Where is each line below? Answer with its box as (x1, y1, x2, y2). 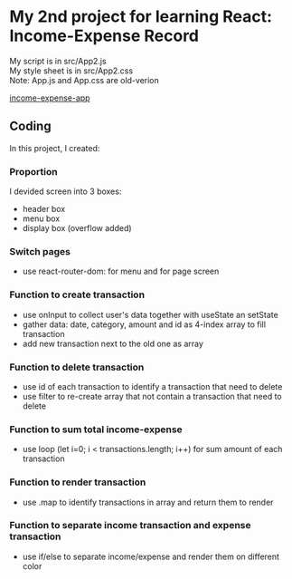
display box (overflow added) (22, 223, 133, 234)
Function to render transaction (9, 476, 146, 488)
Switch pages (9, 245, 71, 257)
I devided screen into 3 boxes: (9, 186, 122, 197)
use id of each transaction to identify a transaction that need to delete (22, 381, 283, 391)
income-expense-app (9, 92, 90, 103)
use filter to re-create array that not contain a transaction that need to (22, 391, 282, 401)
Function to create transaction (9, 288, 146, 301)
